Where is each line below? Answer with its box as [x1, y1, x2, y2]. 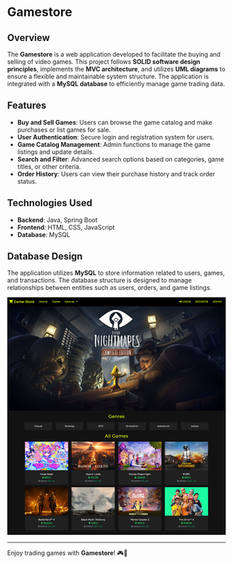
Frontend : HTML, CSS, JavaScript [17, 223, 115, 231]
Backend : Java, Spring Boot [17, 216, 98, 224]
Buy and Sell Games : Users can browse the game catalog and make [17, 118, 213, 126]
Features [7, 100, 46, 112]
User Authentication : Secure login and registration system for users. [17, 133, 215, 141]
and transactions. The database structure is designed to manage [7, 276, 192, 284]
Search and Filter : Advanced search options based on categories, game [17, 155, 224, 163]
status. [17, 177, 37, 185]
